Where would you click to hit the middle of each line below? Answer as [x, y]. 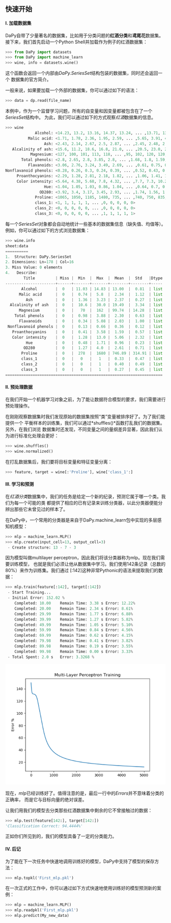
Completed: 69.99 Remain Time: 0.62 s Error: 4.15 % [74, 636]
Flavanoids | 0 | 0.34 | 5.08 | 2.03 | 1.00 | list [91, 321]
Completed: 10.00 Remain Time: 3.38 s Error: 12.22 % [75, 603]
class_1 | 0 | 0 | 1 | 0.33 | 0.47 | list [92, 359]
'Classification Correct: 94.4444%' [44, 826]
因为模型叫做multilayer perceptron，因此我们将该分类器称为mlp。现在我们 [83, 558]
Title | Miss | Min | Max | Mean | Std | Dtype [93, 278]
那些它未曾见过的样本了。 [41, 509]
